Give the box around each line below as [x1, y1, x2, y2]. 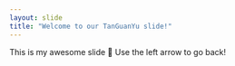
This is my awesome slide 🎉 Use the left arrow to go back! [9, 46, 227, 57]
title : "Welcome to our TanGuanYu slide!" [9, 22, 172, 31]
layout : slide [9, 13, 64, 23]
